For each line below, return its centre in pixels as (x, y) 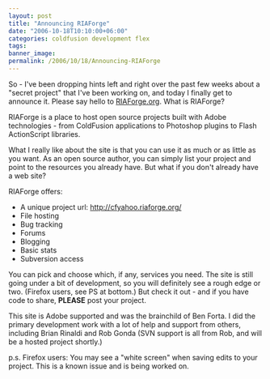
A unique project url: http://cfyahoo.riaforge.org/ (101, 207)
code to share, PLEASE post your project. (78, 300)
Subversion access (52, 258)
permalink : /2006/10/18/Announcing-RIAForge (84, 62)
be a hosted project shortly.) (55, 342)
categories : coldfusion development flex (79, 38)
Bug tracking (41, 224)
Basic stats (38, 250)
